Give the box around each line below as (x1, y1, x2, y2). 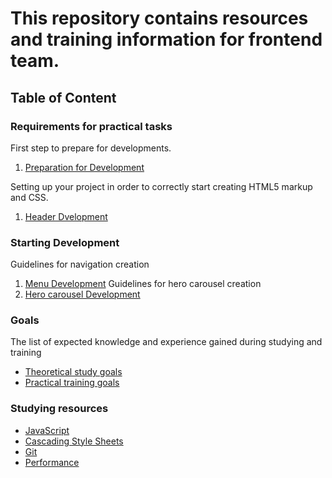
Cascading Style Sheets (24, 435, 124, 447)
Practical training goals (24, 377, 120, 389)
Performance (24, 456, 80, 468)
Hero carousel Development (24, 288, 141, 301)
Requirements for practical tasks (10, 119, 173, 133)
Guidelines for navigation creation (10, 258, 150, 271)
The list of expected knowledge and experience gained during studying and (10, 336, 323, 348)
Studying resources (10, 402, 109, 416)
